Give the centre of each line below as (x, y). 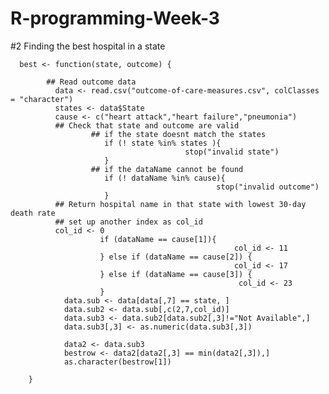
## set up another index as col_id (128, 222)
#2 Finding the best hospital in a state (88, 46)
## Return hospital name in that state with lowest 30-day (180, 204)
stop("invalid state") (232, 152)
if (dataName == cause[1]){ (158, 239)
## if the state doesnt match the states (178, 134)
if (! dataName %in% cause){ (165, 178)
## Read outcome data (91, 82)
